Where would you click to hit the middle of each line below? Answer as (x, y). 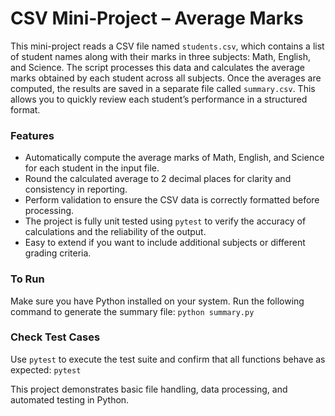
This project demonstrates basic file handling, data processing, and (149, 389)
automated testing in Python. (70, 399)
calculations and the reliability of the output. (115, 232)
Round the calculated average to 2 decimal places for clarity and (158, 179)
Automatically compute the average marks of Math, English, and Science (174, 158)
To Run (27, 279)
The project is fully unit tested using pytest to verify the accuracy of (165, 221)
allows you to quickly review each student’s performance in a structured (159, 99)
